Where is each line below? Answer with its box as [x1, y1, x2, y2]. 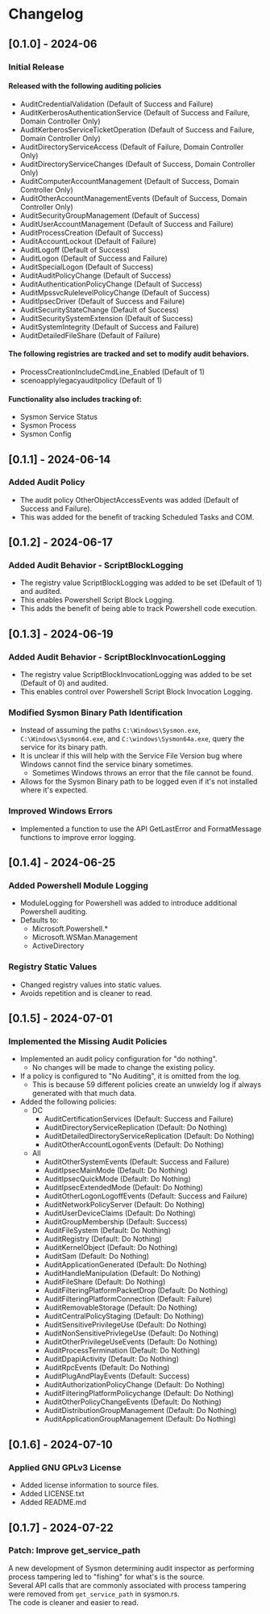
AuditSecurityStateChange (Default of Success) [19, 304, 180, 315]
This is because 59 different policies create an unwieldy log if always [31, 1080, 262, 1089]
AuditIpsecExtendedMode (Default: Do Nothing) [44, 1183, 204, 1193]
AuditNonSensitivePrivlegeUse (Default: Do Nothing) [44, 1328, 219, 1338]
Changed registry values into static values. [19, 980, 163, 989]
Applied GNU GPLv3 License [8, 1461, 122, 1473]
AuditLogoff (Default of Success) [19, 245, 131, 254]
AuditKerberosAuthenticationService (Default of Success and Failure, [19, 107, 251, 117]
